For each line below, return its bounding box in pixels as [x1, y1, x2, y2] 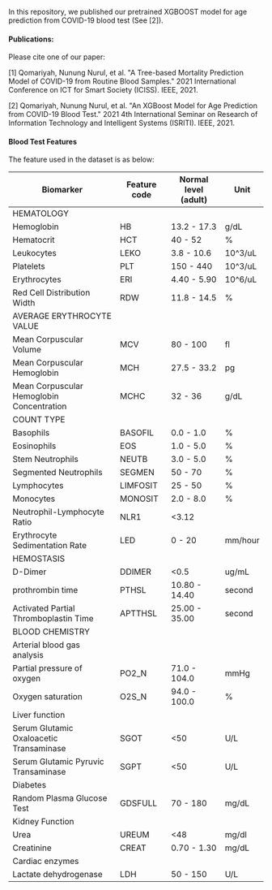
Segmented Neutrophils [12, 467, 103, 478]
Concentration [12, 401, 67, 413]
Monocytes [12, 493, 55, 504]
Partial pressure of [12, 663, 83, 674]
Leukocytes [12, 248, 57, 259]
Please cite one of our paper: [8, 52, 105, 62]
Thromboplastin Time [12, 613, 95, 624]
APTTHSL [120, 608, 158, 620]
